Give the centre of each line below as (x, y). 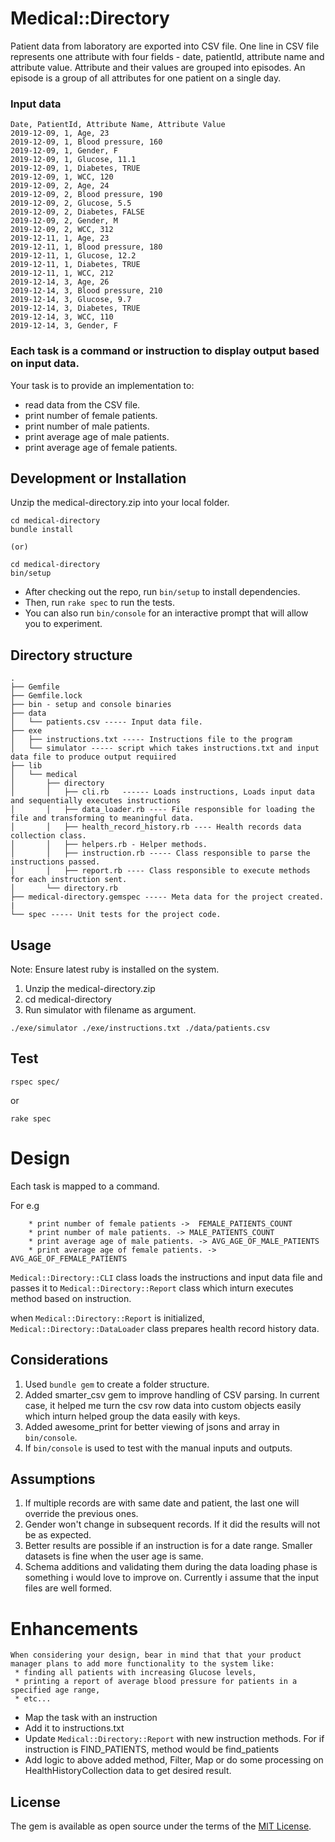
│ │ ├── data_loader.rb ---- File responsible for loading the (162, 810)
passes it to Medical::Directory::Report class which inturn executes (152, 1288)
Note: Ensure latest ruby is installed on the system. (115, 969)
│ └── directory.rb (64, 888)
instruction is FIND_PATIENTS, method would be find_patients (152, 1749)
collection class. (48, 836)
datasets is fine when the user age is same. (114, 1556)
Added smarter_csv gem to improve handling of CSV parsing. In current (172, 1394)
